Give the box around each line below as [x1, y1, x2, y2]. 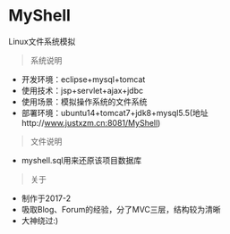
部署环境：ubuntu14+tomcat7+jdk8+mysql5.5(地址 [21, 107, 209, 118]
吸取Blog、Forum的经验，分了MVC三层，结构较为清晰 [21, 204, 221, 214]
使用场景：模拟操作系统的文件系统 [21, 96, 148, 107]
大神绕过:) [21, 215, 59, 226]
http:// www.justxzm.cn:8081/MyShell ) [21, 117, 161, 128]
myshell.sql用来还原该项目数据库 [21, 155, 142, 165]
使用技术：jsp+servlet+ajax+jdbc [21, 85, 144, 96]
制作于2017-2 [21, 193, 72, 204]
